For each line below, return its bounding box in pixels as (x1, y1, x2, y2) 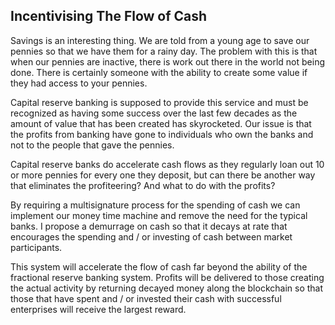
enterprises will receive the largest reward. (10, 303, 187, 315)
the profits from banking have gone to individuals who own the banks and (10, 128, 314, 140)
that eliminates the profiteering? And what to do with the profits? (10, 179, 276, 191)
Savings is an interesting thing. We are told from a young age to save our (10, 34, 310, 46)
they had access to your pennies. (10, 77, 148, 89)
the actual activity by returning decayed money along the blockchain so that (10, 282, 324, 294)
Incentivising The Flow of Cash (10, 8, 208, 25)
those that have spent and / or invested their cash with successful (10, 292, 282, 304)
